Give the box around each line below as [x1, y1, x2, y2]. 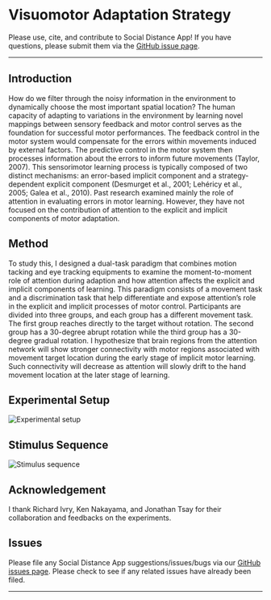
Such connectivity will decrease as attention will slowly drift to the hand [8, 361, 247, 371]
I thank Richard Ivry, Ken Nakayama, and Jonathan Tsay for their [8, 505, 222, 514]
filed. [8, 575, 26, 585]
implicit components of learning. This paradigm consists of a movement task [8, 284, 263, 294]
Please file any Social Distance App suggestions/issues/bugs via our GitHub [8, 557, 261, 567]
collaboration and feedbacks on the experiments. [8, 513, 172, 522]
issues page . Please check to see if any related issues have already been [8, 566, 252, 576]
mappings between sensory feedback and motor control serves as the [8, 119, 242, 128]
